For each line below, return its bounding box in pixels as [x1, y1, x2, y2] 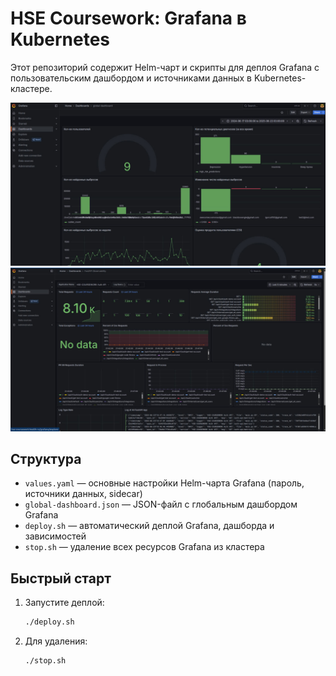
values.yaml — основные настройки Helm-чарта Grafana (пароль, [24, 477, 305, 489]
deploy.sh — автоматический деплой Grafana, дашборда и [24, 520, 275, 532]
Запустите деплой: [24, 597, 105, 609]
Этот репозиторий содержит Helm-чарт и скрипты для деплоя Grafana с [10, 61, 320, 73]
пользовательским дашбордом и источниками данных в [10, 72, 253, 84]
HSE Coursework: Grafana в [10, 7, 247, 30]
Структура [10, 451, 82, 468]
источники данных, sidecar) [24, 488, 143, 500]
